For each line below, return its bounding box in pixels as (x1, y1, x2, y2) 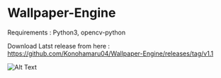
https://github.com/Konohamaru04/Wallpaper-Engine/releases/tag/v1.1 (7, 49, 214, 58)
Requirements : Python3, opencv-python (7, 28, 126, 37)
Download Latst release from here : (7, 41, 110, 50)
